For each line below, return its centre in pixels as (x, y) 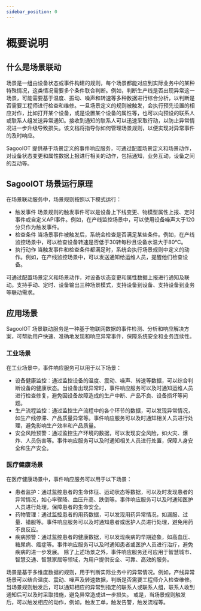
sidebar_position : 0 (32, 12)
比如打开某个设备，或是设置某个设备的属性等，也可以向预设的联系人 (111, 113)
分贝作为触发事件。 (39, 227)
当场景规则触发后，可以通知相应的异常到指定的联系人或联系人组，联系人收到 (100, 587)
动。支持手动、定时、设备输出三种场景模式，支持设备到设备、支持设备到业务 (100, 285)
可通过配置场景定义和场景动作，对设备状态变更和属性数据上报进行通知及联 (98, 277)
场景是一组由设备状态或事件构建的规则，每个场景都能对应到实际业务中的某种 (100, 83)
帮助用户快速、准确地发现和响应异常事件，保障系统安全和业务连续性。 (108, 336)
